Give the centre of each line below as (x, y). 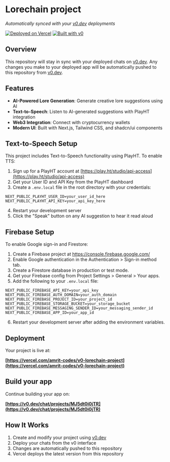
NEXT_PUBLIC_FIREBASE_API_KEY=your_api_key (52, 291)
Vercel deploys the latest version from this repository (68, 453)
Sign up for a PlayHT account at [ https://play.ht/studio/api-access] (82, 171)
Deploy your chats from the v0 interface (54, 443)
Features (20, 88)
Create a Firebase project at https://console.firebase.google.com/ (81, 254)
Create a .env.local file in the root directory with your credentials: (82, 187)
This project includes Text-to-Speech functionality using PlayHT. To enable (84, 156)
